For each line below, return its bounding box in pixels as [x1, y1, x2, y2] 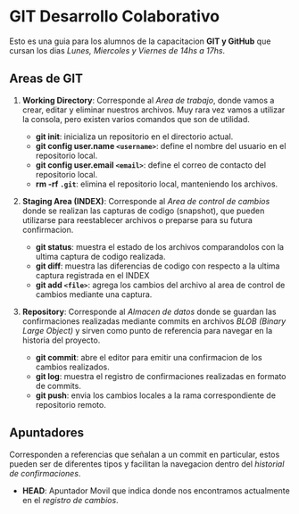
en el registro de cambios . [21, 494, 119, 505]
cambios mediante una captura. [35, 288, 153, 300]
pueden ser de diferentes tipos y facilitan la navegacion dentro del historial [9, 458, 285, 469]
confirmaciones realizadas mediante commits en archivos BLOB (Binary [21, 315, 287, 327]
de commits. [35, 380, 82, 391]
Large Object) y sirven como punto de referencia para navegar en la [21, 325, 273, 336]
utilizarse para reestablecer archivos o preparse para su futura [21, 214, 253, 225]
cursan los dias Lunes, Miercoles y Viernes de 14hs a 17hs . [9, 45, 226, 55]
